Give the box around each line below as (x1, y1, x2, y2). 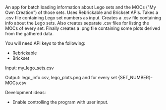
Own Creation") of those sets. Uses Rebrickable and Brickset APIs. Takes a (5, 9, 159, 15)
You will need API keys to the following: (5, 40, 86, 46)
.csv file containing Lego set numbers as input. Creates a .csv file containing (5, 15, 162, 20)
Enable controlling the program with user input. (12, 99, 109, 105)
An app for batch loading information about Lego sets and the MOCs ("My (5, 4, 156, 10)
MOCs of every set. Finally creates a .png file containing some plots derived (5, 25, 160, 31)
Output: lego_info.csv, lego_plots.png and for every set (5, 75, 117, 80)
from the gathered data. (5, 31, 54, 36)
